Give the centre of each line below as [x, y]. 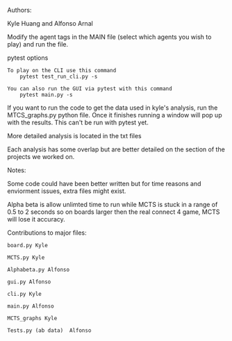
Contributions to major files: [47, 233]
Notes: [17, 170]
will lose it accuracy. [36, 219]
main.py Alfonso [31, 306]
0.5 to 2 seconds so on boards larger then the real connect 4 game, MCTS [114, 212]
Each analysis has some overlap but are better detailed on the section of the [116, 149]
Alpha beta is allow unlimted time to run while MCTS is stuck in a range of [113, 205]
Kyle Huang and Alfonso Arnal [50, 23]
